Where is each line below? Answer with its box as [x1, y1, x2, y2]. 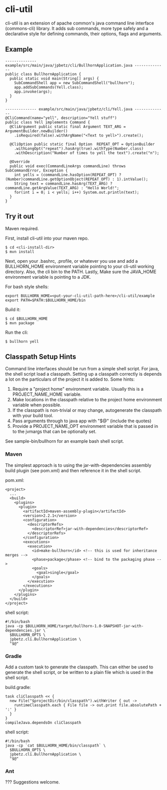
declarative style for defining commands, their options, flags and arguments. [5, 31, 163, 37]
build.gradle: [5, 684, 31, 690]
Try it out [5, 212, 34, 221]
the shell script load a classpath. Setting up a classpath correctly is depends [5, 371, 162, 377]
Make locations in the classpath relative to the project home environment [12, 397, 162, 403]
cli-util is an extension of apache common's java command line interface [5, 20, 155, 26]
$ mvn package [5, 320, 35, 326]
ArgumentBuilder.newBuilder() [5, 129, 68, 134]
